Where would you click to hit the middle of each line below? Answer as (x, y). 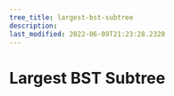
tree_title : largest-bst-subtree (71, 17)
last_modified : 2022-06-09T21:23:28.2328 (87, 34)
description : (33, 26)
